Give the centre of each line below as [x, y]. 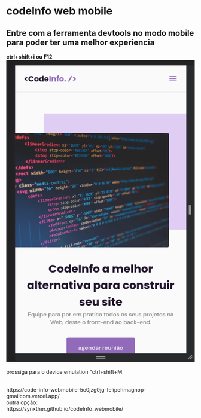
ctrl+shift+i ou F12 [29, 57]
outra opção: [22, 402]
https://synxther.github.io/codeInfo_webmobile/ [65, 408]
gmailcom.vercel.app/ [33, 396]
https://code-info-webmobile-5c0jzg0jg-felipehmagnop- [76, 389]
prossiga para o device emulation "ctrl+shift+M [64, 371]
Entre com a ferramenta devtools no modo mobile [100, 33]
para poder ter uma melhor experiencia [80, 42]
